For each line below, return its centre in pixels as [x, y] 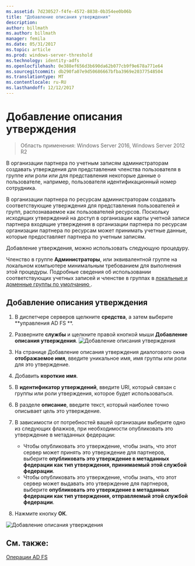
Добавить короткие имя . [46, 376]
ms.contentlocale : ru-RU [36, 83]
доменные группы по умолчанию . [49, 284]
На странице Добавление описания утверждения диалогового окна [100, 352]
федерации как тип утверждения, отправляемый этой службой [105, 496]
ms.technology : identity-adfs [43, 60]
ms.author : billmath [31, 33]
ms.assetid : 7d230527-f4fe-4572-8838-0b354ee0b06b [69, 11]
